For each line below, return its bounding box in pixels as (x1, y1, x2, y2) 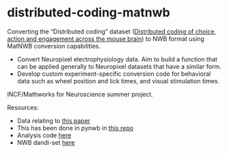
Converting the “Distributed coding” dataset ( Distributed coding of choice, (7, 27, 217, 36)
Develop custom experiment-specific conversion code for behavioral (16, 70, 211, 78)
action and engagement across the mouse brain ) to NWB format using (7, 34, 205, 42)
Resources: (7, 103, 39, 111)
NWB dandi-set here (16, 138, 75, 146)
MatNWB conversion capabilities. (7, 42, 101, 50)
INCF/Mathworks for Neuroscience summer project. (7, 90, 154, 98)
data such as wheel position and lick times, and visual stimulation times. (16, 76, 220, 85)
